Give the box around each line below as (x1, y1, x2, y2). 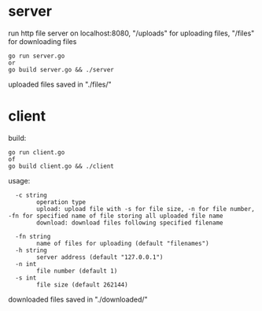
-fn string (15, 232, 51, 240)
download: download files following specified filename (36, 219, 223, 227)
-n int (15, 260, 37, 268)
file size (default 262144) (36, 280, 128, 289)
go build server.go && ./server (8, 65, 114, 73)
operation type (36, 198, 87, 206)
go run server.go (8, 52, 65, 60)
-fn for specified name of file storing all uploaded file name (8, 212, 223, 220)
